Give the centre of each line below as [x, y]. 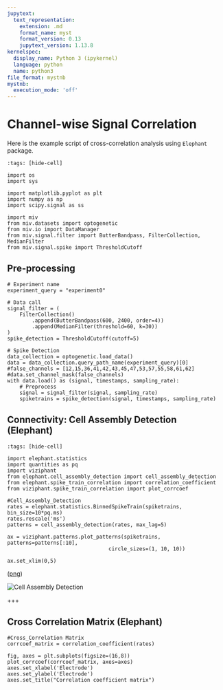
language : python [38, 65]
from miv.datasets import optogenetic [62, 224]
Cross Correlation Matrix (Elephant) [85, 622]
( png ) [15, 573]
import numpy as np [35, 200]
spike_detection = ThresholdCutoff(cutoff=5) [73, 338]
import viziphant [32, 471]
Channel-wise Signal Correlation [102, 124]
